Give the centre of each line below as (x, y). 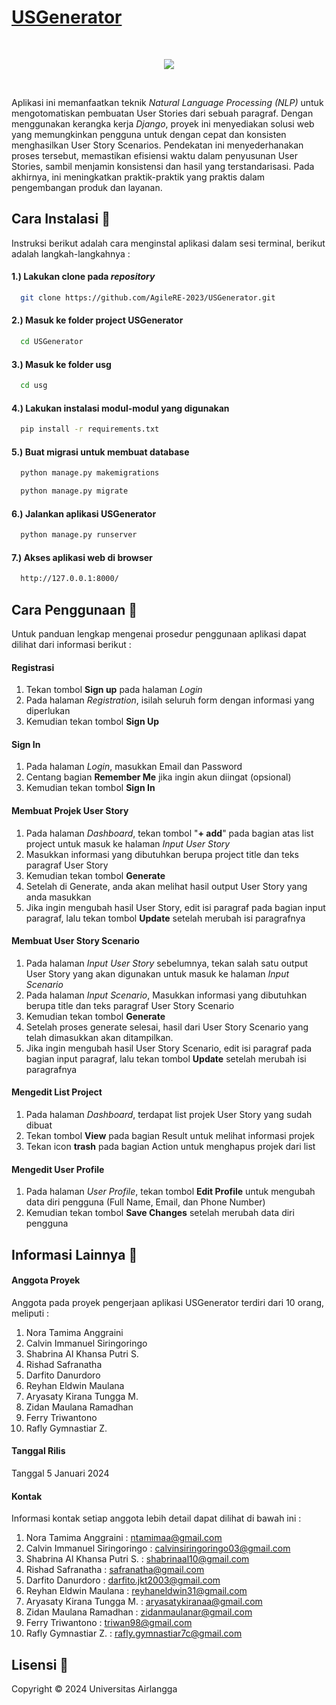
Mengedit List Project (57, 1092)
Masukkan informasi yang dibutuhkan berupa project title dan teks (162, 854)
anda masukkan (58, 897)
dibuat (39, 1125)
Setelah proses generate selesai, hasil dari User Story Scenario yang (167, 1027)
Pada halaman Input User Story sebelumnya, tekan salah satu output (167, 963)
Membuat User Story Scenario (75, 941)
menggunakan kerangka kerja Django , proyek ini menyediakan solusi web (163, 123)
